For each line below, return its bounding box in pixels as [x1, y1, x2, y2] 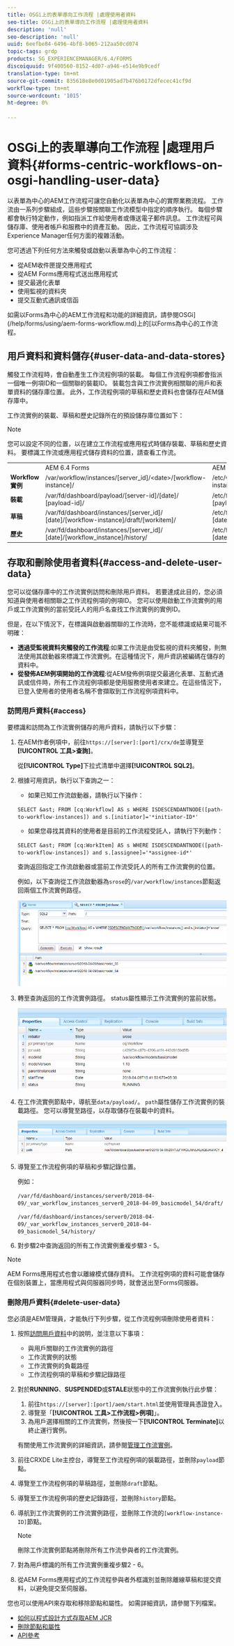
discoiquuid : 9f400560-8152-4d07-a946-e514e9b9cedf [7, 63, 160, 70]
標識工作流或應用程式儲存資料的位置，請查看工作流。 [26, 448, 180, 456]
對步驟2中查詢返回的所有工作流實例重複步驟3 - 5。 [17, 1241, 164, 1249]
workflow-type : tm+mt [7, 84, 70, 92]
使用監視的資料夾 [17, 286, 67, 295]
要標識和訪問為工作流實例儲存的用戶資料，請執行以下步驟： [7, 723, 178, 732]
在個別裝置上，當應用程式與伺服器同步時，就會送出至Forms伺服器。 [7, 1278, 203, 1286]
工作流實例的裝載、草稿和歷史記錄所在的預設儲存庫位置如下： [7, 411, 185, 420]
